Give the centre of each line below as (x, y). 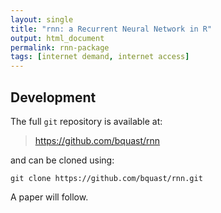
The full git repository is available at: (86, 121)
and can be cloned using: (62, 160)
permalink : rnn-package (60, 47)
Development (53, 97)
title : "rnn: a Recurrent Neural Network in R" (111, 29)
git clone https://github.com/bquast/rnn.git (106, 178)
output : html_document (57, 38)
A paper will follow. (49, 197)
